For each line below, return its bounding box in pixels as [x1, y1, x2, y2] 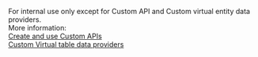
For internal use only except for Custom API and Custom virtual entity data [8, 7, 251, 16]
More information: [8, 23, 67, 32]
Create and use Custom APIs [8, 31, 103, 41]
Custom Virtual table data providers [8, 40, 124, 49]
